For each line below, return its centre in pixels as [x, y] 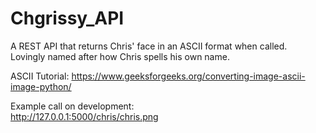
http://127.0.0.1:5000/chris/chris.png [84, 116]
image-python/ [41, 86]
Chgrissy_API [67, 18]
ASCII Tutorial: [40, 76]
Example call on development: [72, 106]
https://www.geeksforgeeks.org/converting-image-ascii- [188, 76]
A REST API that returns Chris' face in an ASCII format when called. [149, 46]
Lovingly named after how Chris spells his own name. [120, 56]
